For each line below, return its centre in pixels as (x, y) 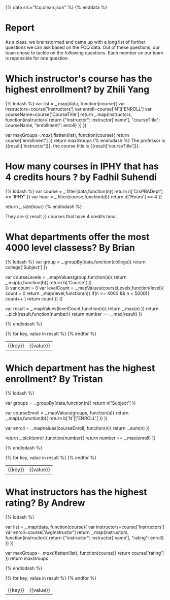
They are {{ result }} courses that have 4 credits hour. (61, 216)
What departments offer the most (77, 237)
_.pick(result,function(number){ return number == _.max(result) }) (74, 314)
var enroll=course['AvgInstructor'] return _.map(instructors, (67, 532)
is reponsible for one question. (37, 58)
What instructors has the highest (76, 492)
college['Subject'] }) (26, 267)
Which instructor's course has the (79, 79)
